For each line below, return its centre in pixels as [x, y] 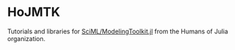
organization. [26, 38]
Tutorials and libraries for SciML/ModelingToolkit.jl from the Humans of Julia [118, 31]
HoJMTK [34, 12]
